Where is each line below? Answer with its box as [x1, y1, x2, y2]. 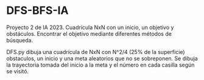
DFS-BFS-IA [6, 4, 69, 18]
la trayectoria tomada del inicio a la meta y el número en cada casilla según [6, 61, 195, 68]
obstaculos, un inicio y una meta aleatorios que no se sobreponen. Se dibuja [6, 55, 198, 62]
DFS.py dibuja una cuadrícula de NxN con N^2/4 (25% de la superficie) [6, 48, 185, 55]
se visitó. [6, 67, 29, 75]
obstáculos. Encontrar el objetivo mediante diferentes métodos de [6, 30, 172, 37]
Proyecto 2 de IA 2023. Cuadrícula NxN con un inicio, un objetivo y [6, 24, 174, 31]
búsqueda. [6, 36, 33, 44]
